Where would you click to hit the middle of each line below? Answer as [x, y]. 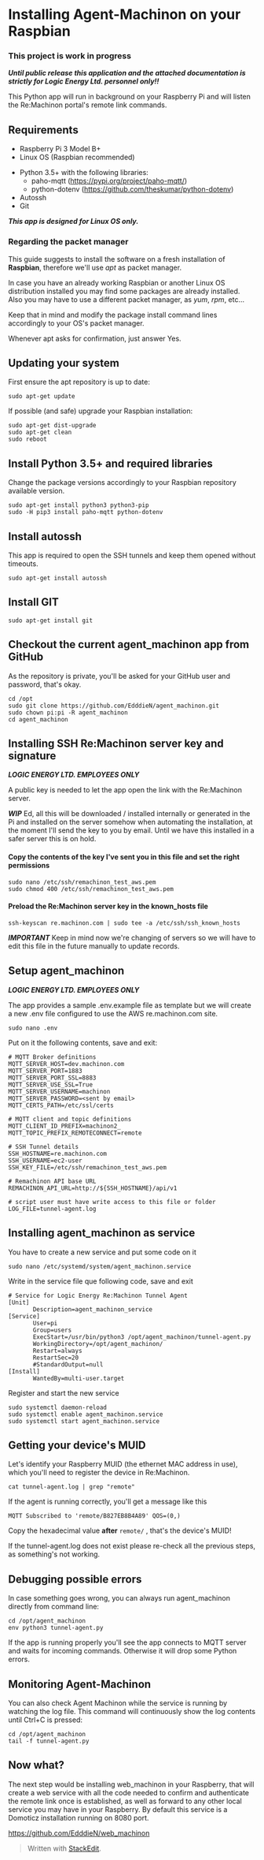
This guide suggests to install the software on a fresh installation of [117, 259]
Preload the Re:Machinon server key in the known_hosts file [108, 906]
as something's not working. [54, 1554]
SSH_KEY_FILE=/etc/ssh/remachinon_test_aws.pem [88, 1167]
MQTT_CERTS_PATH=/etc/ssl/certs [61, 1105]
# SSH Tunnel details [44, 1146]
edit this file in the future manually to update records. [94, 946]
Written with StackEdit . [64, 1848]
